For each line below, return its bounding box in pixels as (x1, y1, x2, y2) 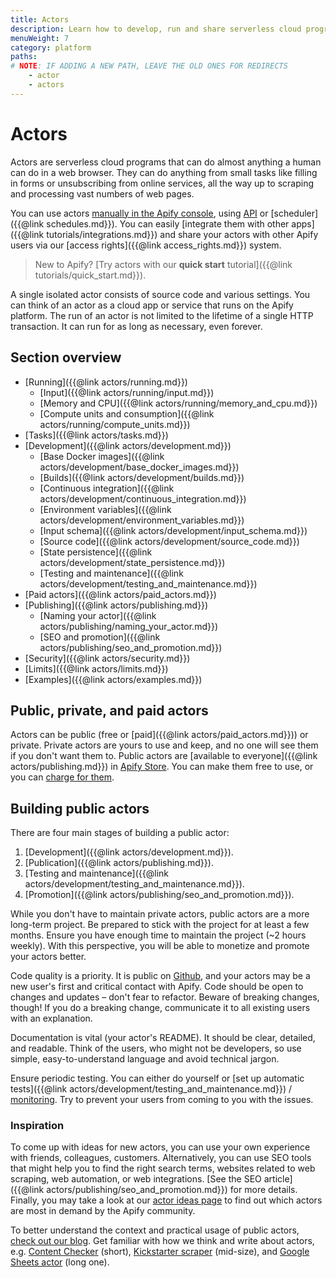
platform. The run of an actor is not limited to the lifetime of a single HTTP (10, 309, 314, 321)
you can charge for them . (10, 771, 115, 783)
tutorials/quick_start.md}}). (34, 269, 147, 281)
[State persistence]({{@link (39, 546, 153, 558)
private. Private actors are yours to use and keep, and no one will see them (10, 739, 319, 751)
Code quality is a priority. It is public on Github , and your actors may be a (10, 970, 311, 982)
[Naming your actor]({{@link (39, 609, 157, 621)
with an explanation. (10, 1012, 93, 1025)
